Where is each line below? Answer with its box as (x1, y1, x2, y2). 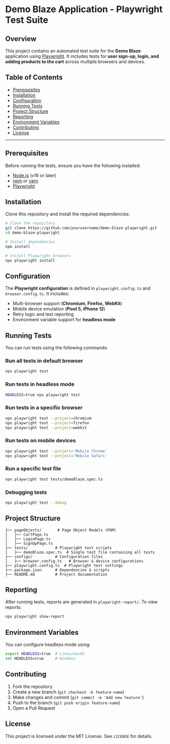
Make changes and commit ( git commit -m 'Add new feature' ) (12, 694, 144, 700)
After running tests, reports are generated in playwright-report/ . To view (5, 599, 158, 605)
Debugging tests (5, 489, 47, 496)
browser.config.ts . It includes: (5, 291, 69, 297)
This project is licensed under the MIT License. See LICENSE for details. (5, 733, 153, 739)
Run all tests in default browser (5, 358, 83, 365)
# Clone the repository (5, 221, 56, 226)
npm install (5, 244, 30, 249)
